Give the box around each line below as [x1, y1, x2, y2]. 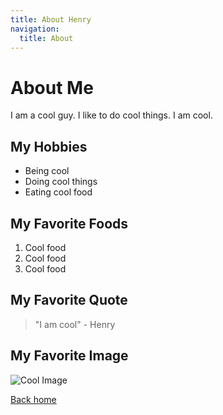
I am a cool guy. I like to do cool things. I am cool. [10, 109, 213, 121]
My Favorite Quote [10, 292, 128, 309]
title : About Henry [10, 14, 92, 25]
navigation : [10, 24, 60, 34]
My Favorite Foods [10, 215, 129, 232]
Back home [10, 393, 57, 405]
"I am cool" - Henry [34, 318, 116, 330]
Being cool [24, 165, 70, 177]
